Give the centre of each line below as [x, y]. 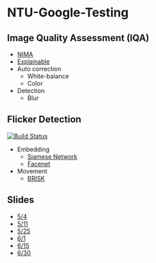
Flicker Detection [44, 120]
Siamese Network [52, 156]
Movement [32, 171]
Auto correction [39, 69]
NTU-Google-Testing [68, 13]
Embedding [33, 149]
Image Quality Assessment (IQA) [78, 38]
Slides [21, 200]
